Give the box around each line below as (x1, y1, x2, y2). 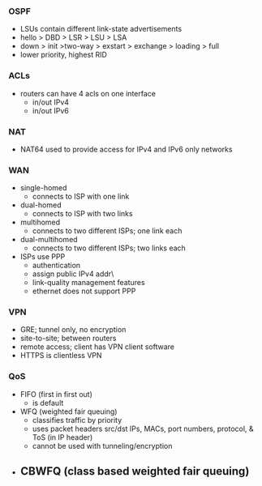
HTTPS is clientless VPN (19, 351, 103, 360)
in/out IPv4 (32, 97, 70, 107)
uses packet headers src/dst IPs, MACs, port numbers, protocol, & (32, 424, 254, 433)
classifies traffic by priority (32, 415, 122, 424)
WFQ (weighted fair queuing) (19, 407, 118, 416)
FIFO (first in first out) (19, 389, 93, 399)
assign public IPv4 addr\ (32, 269, 114, 279)
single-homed (19, 183, 67, 193)
